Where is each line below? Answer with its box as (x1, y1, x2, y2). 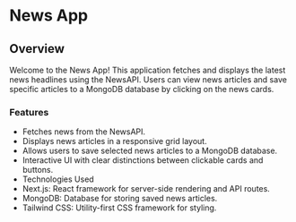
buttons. (22, 165, 54, 175)
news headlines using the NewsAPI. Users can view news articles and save (9, 74, 287, 85)
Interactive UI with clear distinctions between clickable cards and (22, 155, 264, 166)
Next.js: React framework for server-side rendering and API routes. (22, 184, 271, 194)
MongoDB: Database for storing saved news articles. (22, 193, 218, 204)
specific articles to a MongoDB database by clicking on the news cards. (9, 84, 274, 94)
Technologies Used (22, 174, 94, 184)
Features (9, 106, 49, 118)
